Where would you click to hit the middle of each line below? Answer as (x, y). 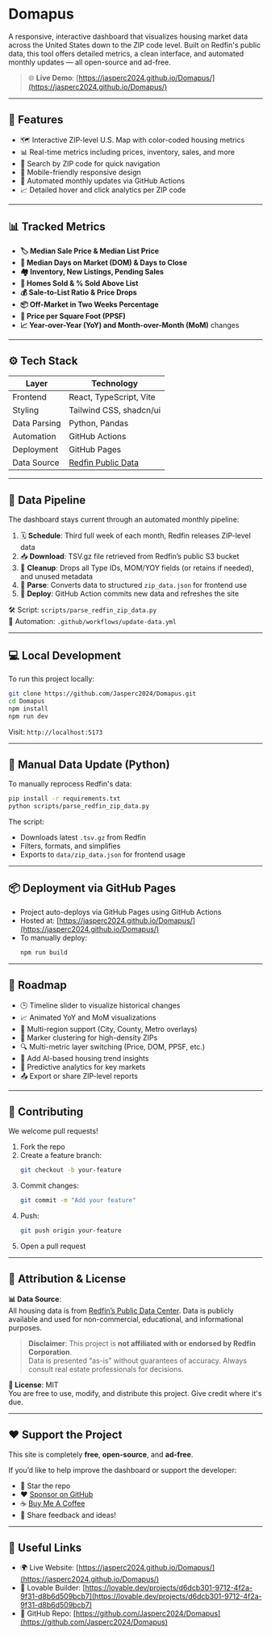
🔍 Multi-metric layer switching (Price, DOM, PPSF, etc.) (113, 1046)
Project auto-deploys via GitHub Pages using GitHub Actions (121, 912)
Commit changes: (49, 1186)
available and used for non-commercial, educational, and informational (126, 1319)
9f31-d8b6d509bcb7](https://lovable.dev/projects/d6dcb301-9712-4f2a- (141, 1596)
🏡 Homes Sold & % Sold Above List (79, 283)
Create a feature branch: (61, 1155)
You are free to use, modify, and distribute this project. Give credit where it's (135, 1393)
